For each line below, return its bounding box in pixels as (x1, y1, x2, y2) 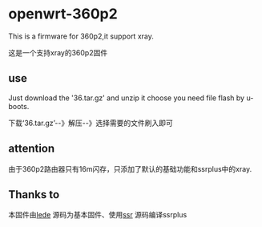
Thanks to (8, 188, 60, 201)
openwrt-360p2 (8, 5, 118, 23)
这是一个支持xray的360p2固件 (8, 47, 108, 57)
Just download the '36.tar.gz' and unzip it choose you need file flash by (8, 93, 245, 103)
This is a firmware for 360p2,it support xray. (8, 31, 154, 41)
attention (8, 142, 55, 156)
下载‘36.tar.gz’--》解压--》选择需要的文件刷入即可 (8, 118, 174, 128)
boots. (8, 101, 30, 111)
